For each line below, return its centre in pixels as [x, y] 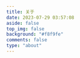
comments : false [27, 40]
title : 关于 [20, 12]
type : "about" [24, 46]
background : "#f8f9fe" [35, 34]
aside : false [23, 23]
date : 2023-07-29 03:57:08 [40, 18]
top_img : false [25, 29]
